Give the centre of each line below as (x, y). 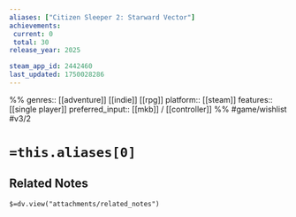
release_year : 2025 (45, 50)
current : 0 (33, 34)
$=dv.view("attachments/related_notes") (85, 204)
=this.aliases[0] (73, 153)
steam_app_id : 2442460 (51, 66)
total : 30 (31, 42)
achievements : (35, 26)
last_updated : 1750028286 (57, 75)
